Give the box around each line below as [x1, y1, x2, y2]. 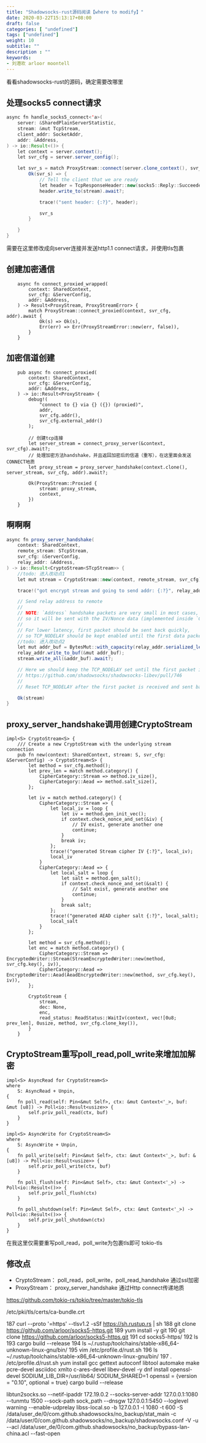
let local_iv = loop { [50, 806, 109, 812]
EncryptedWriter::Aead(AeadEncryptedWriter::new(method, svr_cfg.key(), [6, 972, 196, 979]
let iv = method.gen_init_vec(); [61, 811, 147, 817]
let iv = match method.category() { [28, 795, 122, 801]
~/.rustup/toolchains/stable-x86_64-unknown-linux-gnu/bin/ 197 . [6, 1352, 172, 1360]
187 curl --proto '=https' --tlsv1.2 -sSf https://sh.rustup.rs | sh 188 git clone [6, 1320, 196, 1327]
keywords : [6, 55, 32, 61]
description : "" [6, 49, 51, 55]
